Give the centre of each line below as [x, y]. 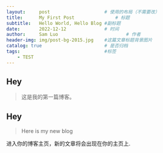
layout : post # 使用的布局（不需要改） [83, 12]
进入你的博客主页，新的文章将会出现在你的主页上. [68, 144]
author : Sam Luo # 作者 [74, 35]
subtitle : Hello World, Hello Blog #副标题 [64, 23]
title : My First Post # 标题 [68, 18]
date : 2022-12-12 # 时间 [63, 29]
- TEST [26, 57]
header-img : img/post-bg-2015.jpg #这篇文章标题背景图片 [79, 40]
